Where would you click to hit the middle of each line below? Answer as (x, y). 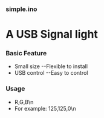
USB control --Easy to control (51, 73)
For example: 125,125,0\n (45, 108)
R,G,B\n (24, 102)
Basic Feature (26, 54)
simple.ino (21, 9)
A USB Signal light (52, 34)
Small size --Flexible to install (51, 66)
